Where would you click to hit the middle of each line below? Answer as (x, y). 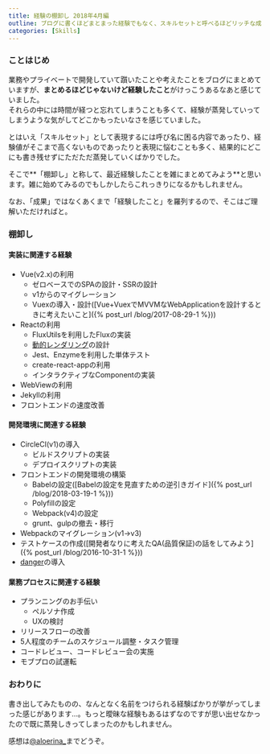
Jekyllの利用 (41, 394)
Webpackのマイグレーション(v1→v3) (81, 533)
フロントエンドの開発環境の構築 (73, 474)
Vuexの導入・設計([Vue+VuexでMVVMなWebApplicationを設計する (143, 304)
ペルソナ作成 (53, 612)
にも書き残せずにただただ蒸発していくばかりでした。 (96, 157)
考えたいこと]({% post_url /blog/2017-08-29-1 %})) (131, 314)
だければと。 (51, 211)
